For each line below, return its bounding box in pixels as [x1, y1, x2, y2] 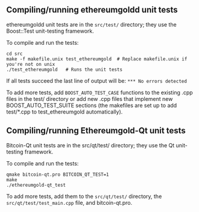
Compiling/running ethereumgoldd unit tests [6, 5, 178, 15]
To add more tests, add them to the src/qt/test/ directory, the [6, 193, 162, 200]
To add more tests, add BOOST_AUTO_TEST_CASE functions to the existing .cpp [6, 89, 193, 96]
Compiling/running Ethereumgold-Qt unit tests [6, 126, 186, 136]
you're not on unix [6, 61, 55, 67]
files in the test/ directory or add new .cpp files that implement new [6, 95, 173, 102]
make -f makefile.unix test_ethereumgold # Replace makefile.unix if [6, 56, 188, 62]
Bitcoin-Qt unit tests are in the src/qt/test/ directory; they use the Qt [6, 141, 175, 149]
